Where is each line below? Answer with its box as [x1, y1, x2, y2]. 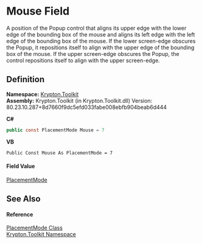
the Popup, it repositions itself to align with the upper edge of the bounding [6, 44, 195, 51]
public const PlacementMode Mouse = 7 [6, 127, 105, 133]
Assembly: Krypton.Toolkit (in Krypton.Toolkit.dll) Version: [6, 97, 153, 104]
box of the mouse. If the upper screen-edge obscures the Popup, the [6, 50, 179, 57]
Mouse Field [6, 4, 70, 18]
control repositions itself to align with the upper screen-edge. [6, 57, 160, 64]
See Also [6, 193, 41, 204]
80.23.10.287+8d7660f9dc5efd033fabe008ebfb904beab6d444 [6, 103, 167, 111]
